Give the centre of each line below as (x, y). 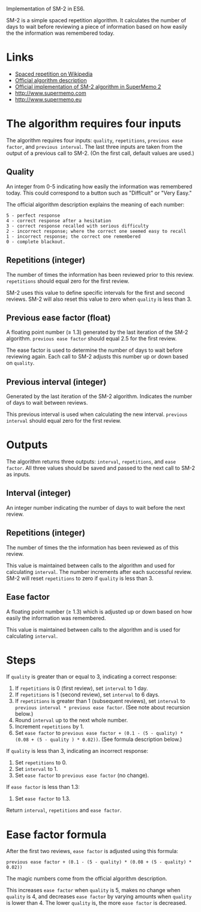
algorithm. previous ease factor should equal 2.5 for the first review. (91, 339)
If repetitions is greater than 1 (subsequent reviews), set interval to (100, 701)
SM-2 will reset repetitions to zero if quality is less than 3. (80, 578)
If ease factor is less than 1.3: (43, 787)
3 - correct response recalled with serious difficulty (77, 226)
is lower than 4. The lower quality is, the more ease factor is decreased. (97, 903)
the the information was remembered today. (61, 33)
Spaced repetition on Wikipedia (54, 74)
